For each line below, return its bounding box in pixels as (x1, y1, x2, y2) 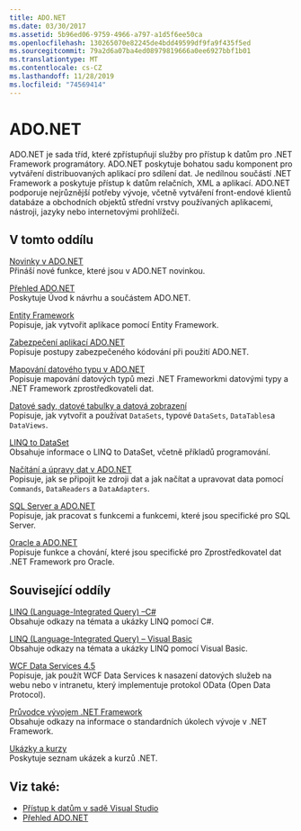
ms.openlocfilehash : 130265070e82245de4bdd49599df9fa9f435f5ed (9, 38, 252, 48)
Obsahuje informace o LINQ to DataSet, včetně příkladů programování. (9, 447, 271, 457)
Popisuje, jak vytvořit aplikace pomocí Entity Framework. (9, 320, 219, 330)
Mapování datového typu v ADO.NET (9, 364, 146, 375)
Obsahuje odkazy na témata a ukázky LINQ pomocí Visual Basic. (9, 643, 249, 654)
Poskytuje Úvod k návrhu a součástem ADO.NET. (9, 293, 191, 303)
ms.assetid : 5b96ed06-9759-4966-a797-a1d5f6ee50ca (9, 30, 203, 39)
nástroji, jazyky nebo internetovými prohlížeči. (9, 206, 180, 217)
